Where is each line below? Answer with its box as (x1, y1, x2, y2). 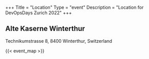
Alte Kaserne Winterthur (5, 24, 85, 33)
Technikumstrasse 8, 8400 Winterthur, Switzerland (5, 38, 112, 44)
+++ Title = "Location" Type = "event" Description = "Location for (5, 5, 144, 10)
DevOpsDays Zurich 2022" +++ (5, 10, 72, 16)
